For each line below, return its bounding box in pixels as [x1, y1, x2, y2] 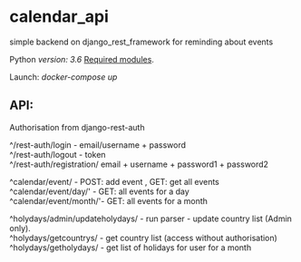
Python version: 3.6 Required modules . [9, 53, 154, 64]
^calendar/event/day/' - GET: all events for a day [9, 186, 190, 197]
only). [9, 222, 32, 233]
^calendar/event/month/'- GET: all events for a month [9, 195, 209, 206]
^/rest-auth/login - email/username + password [9, 139, 187, 150]
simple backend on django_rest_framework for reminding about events [9, 36, 274, 47]
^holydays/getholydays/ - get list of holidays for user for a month [9, 242, 252, 253]
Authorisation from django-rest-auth [9, 121, 145, 132]
